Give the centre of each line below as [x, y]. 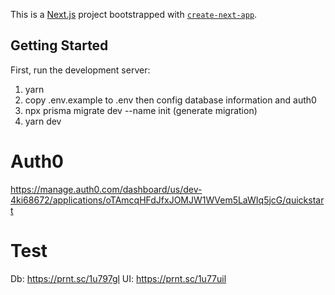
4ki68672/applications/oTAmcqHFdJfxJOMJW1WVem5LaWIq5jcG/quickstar [167, 200]
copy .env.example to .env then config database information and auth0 [170, 100]
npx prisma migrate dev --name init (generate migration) [141, 110]
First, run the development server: [80, 70]
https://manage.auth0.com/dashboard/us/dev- [106, 189]
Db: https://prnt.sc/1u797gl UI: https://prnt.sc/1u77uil [118, 278]
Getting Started [59, 45]
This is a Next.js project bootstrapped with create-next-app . [134, 14]
